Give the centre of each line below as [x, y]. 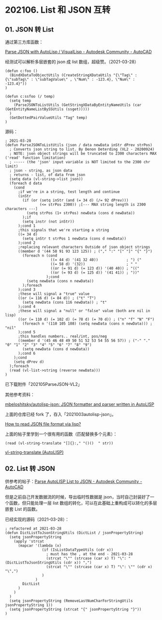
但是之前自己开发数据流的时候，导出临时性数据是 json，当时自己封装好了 [78, 497]
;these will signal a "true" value [54, 294]
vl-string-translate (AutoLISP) [34, 452]
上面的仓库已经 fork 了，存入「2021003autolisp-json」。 [60, 414]
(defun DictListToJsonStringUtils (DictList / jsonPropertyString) [74, 533]
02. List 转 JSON [30, 469]
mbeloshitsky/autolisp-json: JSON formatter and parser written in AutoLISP [80, 404]
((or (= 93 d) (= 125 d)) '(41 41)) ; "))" [95, 273]
